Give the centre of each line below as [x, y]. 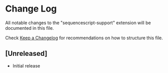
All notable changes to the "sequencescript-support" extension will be [78, 23]
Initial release [26, 65]
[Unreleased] [26, 54]
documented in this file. [30, 28]
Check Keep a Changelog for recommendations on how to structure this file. [84, 38]
